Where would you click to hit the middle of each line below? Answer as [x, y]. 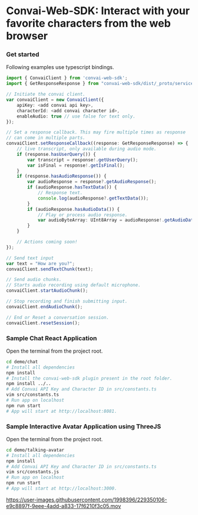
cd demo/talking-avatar [35, 450]
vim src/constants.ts [33, 395]
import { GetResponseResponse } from [52, 84]
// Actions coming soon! [47, 242]
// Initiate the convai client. [46, 94]
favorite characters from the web [88, 23]
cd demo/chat [22, 361]
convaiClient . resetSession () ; [43, 323]
